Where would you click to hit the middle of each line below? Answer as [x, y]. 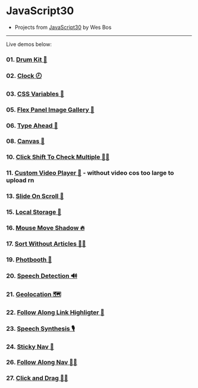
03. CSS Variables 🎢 [35, 94]
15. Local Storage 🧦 [34, 212]
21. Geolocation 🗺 [34, 294]
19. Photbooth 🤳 [29, 259]
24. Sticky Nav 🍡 [30, 347]
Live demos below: [29, 44]
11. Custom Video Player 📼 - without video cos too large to [90, 173]
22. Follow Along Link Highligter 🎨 [55, 312]
